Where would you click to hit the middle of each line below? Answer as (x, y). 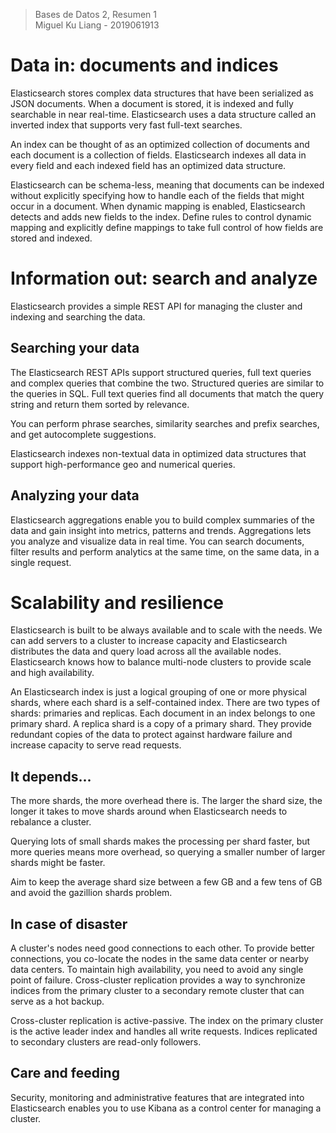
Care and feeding (65, 1073)
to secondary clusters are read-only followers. (106, 1042)
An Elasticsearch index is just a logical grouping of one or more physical (158, 692)
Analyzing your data (75, 495)
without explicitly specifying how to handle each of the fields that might (157, 195)
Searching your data (75, 348)
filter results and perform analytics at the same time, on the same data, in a (165, 551)
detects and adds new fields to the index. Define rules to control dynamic (161, 216)
